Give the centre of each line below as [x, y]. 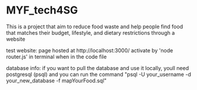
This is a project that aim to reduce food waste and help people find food [95, 26]
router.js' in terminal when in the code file [57, 56]
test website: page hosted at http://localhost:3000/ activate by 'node [90, 50]
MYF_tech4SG [42, 10]
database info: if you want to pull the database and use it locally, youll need [98, 68]
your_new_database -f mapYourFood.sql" [57, 81]
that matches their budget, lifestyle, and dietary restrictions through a [91, 32]
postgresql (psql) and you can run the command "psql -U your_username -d [99, 74]
